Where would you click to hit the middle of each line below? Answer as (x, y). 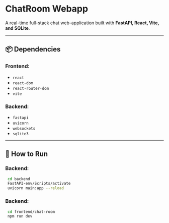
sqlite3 (20, 134)
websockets (24, 128)
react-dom (23, 83)
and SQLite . (18, 28)
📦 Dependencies (33, 49)
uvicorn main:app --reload (36, 188)
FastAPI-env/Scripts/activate (39, 184)
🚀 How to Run (27, 154)
